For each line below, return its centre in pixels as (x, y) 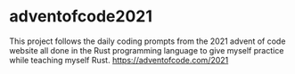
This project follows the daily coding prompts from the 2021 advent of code (147, 41)
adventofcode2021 (81, 16)
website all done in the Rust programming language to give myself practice (147, 50)
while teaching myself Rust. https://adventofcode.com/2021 (119, 60)
